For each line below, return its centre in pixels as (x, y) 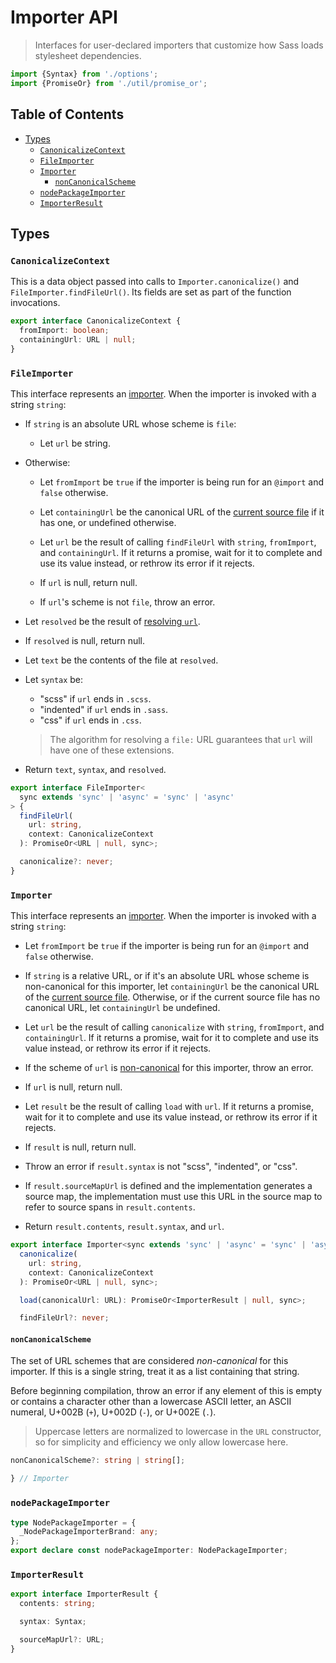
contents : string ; (58, 1604)
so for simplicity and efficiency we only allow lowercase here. (161, 1442)
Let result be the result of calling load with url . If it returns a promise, (169, 1107)
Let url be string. (75, 443)
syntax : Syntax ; (53, 1622)
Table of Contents (67, 114)
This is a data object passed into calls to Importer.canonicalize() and (155, 282)
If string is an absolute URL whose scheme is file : (130, 423)
